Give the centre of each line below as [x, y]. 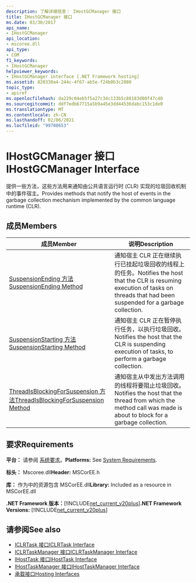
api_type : [18, 50]
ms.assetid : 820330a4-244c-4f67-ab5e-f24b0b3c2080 [69, 82]
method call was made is [148, 408]
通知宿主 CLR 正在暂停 [145, 320]
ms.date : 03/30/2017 [31, 22]
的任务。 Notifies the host [149, 272]
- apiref [17, 93]
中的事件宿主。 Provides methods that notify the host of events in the [88, 193]
